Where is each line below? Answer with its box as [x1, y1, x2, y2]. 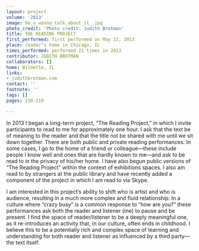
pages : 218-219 [6, 97, 44, 103]
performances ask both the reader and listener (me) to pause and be [6, 207, 175, 214]
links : [6, 70, 23, 76]
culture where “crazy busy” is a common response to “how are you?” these [6, 201, 191, 208]
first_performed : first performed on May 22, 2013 [6, 36, 135, 42]
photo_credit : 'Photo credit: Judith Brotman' [6, 25, 124, 32]
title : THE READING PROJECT [6, 31, 76, 37]
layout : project [6, 8, 47, 15]
